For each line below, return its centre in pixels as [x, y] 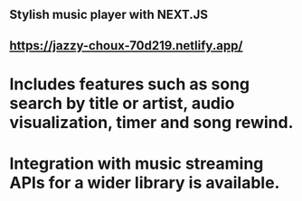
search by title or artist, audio [122, 103]
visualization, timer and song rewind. [151, 122]
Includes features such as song [130, 84]
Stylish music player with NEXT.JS [109, 15]
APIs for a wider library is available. [145, 183]
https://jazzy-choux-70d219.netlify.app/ [126, 46]
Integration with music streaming [137, 164]
